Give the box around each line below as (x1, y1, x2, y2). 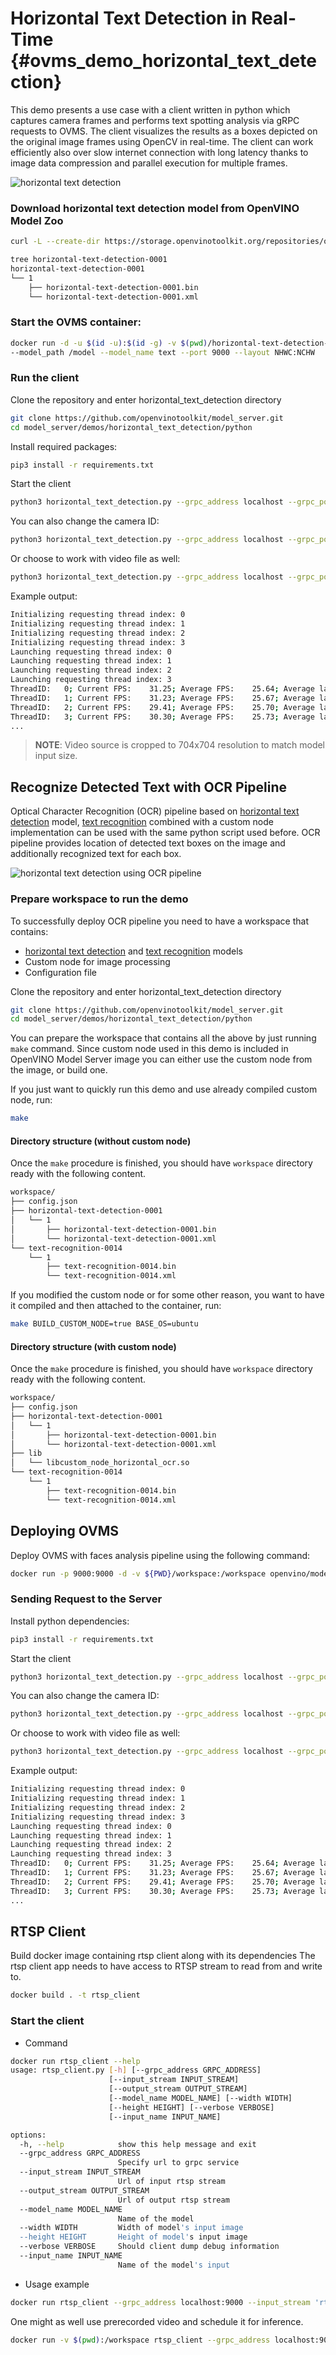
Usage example (24, 2278, 90, 2290)
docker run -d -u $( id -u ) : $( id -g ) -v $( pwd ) (10, 338, 208, 348)
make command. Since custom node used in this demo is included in (10, 1043, 289, 1055)
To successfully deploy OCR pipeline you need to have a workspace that (10, 915, 309, 927)
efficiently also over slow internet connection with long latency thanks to (10, 146, 309, 158)
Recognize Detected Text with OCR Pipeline (10, 778, 288, 796)
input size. (34, 750, 78, 762)
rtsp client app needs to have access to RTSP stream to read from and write (10, 1960, 323, 1972)
